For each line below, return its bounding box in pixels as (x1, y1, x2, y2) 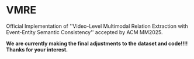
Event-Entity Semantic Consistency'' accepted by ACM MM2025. (6, 28, 163, 35)
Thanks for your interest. (6, 46, 68, 53)
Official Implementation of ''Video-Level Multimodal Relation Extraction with (6, 23, 188, 30)
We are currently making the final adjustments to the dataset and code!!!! (6, 40, 188, 47)
